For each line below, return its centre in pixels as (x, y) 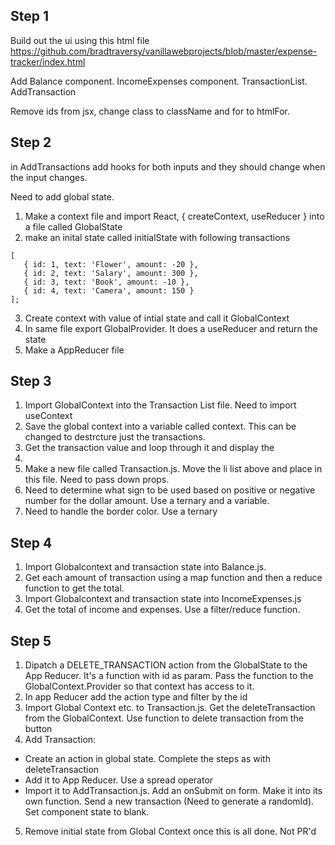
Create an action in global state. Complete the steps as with (147, 759)
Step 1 (30, 16)
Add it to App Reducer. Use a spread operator (119, 780)
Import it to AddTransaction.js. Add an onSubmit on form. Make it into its (173, 791)
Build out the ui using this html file (80, 40)
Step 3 (31, 381)
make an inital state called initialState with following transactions (157, 237)
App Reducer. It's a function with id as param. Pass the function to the (169, 676)
